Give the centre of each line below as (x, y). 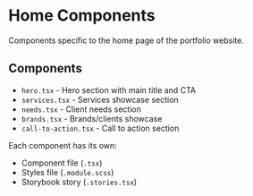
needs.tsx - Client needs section (81, 109)
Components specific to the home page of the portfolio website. (126, 40)
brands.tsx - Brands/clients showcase (92, 118)
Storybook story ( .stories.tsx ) (79, 182)
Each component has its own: (63, 145)
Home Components (82, 16)
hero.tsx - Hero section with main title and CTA (109, 89)
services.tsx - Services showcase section (100, 99)
